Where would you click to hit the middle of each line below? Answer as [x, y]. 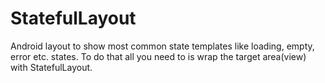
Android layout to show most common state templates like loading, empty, [162, 46]
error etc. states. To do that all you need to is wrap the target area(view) [158, 56]
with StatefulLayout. [51, 67]
